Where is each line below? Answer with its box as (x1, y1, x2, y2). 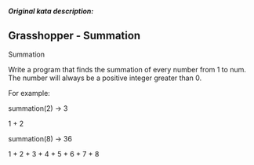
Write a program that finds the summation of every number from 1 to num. (8, 65, 247, 75)
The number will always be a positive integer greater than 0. (8, 73, 202, 82)
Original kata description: (8, 6, 94, 16)
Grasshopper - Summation (8, 28, 141, 42)
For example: (8, 89, 51, 98)
